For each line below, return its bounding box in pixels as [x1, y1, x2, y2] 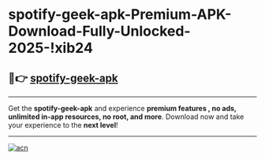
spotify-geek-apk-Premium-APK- [8, 6, 232, 24]
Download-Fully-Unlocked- [8, 22, 191, 40]
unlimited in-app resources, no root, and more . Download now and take [8, 112, 244, 121]
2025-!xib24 [8, 39, 93, 57]
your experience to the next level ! [8, 121, 118, 129]
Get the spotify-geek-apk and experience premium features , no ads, [8, 104, 237, 113]
